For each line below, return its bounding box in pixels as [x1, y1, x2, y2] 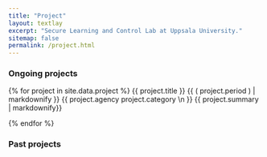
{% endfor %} [8, 119, 55, 128]
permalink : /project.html [8, 42, 95, 50]
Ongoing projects [8, 68, 78, 79]
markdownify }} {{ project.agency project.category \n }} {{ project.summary [8, 95, 259, 104]
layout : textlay [8, 19, 63, 27]
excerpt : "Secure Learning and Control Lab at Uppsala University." [8, 26, 243, 34]
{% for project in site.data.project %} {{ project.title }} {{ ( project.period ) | [8, 86, 256, 96]
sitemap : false [8, 34, 60, 42]
